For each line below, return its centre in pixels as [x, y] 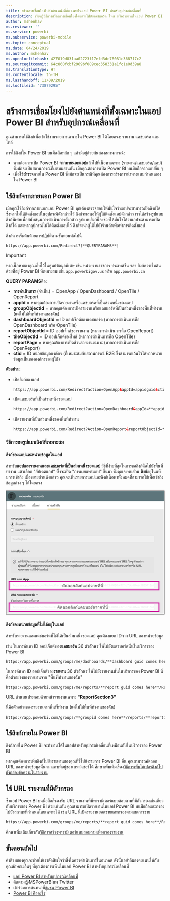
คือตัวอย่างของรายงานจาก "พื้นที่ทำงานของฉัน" [44, 677]
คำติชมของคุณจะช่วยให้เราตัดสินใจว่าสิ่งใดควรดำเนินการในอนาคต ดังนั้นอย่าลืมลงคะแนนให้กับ [82, 860]
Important [16, 255]
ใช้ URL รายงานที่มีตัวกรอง [39, 789]
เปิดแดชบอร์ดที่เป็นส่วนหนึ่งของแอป [42, 399]
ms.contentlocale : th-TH [32, 75]
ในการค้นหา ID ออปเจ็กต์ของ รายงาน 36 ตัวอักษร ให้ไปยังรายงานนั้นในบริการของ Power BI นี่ [84, 671]
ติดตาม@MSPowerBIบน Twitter [43, 882]
